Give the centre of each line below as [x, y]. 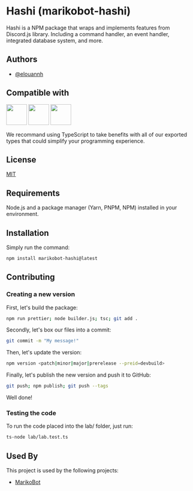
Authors [22, 59]
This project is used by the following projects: [62, 471]
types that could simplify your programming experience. [76, 141]
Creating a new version [41, 294]
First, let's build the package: [42, 307]
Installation [28, 233]
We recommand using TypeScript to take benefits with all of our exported [97, 134]
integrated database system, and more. [55, 40]
